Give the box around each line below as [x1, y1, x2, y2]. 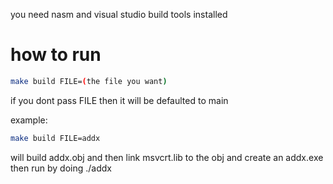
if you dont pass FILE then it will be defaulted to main [10, 94, 229, 106]
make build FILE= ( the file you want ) [10, 76, 168, 86]
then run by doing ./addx [10, 162, 112, 174]
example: [10, 114, 48, 126]
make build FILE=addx [10, 133, 101, 143]
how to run [10, 44, 102, 66]
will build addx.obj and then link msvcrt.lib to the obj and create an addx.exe [10, 151, 324, 163]
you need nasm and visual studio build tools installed [10, 9, 228, 20]
